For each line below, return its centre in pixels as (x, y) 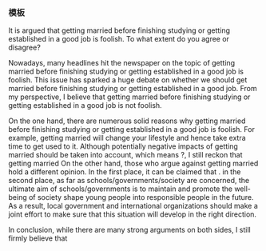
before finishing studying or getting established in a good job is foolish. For (132, 129)
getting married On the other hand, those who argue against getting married (133, 163)
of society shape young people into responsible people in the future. (141, 197)
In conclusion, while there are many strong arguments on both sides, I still (129, 230)
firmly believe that (38, 238)
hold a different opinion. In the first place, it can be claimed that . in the (125, 172)
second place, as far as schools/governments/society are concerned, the (129, 181)
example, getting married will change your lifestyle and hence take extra (127, 138)
